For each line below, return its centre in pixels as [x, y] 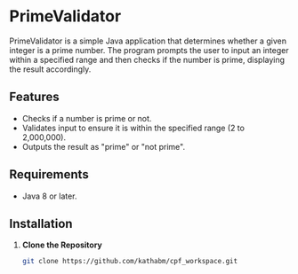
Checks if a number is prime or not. [87, 118]
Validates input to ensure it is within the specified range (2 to [133, 128]
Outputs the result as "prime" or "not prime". [103, 146]
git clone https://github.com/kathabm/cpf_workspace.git [130, 262]
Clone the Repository [62, 245]
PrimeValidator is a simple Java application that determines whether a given [148, 41]
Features [34, 97]
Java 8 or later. [49, 196]
